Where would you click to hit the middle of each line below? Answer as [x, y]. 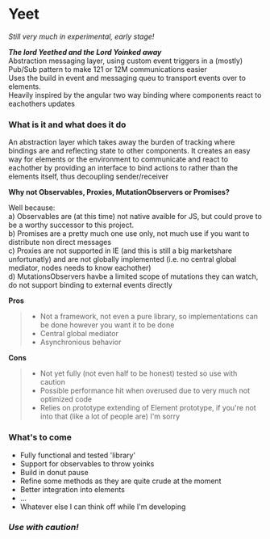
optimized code [66, 399]
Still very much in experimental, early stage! [81, 36]
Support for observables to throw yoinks [87, 463]
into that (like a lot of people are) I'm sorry [110, 416]
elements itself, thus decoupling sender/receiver [89, 177]
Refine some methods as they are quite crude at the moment [120, 481]
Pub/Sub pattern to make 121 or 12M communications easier [108, 69]
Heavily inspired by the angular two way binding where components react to [135, 95]
